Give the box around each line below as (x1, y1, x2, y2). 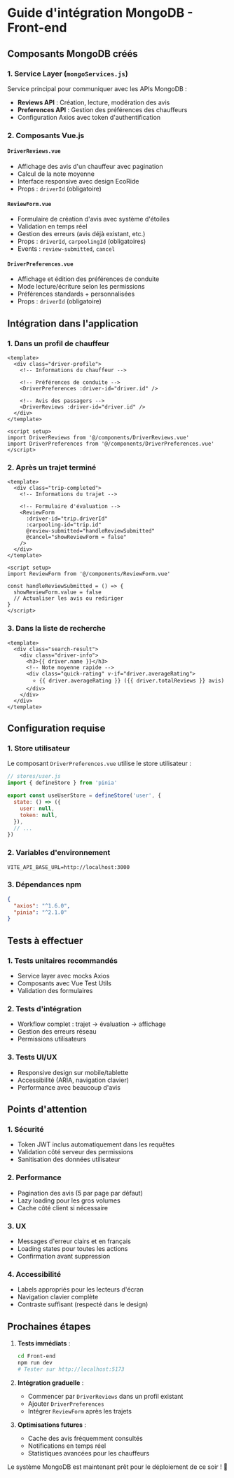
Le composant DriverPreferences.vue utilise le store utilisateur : (7, 759, 191, 768)
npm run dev (17, 1359, 53, 1366)
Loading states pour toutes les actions (17, 1244, 128, 1252)
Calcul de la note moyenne (17, 170, 95, 178)
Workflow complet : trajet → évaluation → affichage (17, 1020, 166, 1028)
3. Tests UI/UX (7, 1053, 57, 1062)
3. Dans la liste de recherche (7, 624, 106, 634)
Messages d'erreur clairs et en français (17, 1237, 131, 1245)
